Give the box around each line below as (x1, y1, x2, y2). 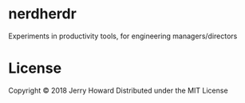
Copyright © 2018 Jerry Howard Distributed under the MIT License (8, 85, 229, 95)
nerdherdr (8, 5, 77, 23)
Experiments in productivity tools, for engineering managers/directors (8, 31, 238, 41)
